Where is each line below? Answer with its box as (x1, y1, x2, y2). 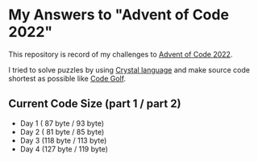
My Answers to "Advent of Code (8, 6, 230, 24)
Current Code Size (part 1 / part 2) (8, 97, 181, 110)
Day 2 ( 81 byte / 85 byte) (19, 127, 105, 136)
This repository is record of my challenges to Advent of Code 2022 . (8, 49, 233, 59)
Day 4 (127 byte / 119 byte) (19, 143, 109, 154)
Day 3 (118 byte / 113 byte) (19, 135, 107, 145)
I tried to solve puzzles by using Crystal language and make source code (8, 64, 250, 74)
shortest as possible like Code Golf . (8, 73, 127, 83)
